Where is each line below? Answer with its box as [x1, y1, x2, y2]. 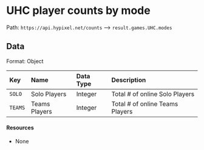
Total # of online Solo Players [111, 89, 195, 98]
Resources [6, 124, 35, 131]
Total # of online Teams [111, 100, 178, 108]
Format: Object [6, 57, 44, 64]
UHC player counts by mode [6, 4, 151, 18]
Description [111, 75, 146, 84]
